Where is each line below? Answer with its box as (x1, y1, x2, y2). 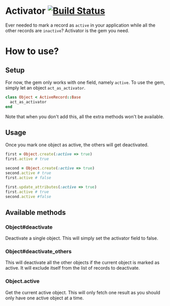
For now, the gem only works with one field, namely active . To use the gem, (5, 79, 165, 85)
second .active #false (5, 194, 52, 199)
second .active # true (5, 170, 52, 176)
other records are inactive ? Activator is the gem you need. (5, 27, 129, 33)
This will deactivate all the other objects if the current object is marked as (5, 259, 160, 266)
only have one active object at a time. (5, 295, 84, 301)
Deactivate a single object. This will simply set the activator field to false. (5, 235, 158, 242)
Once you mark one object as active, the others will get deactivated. (5, 142, 149, 148)
